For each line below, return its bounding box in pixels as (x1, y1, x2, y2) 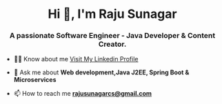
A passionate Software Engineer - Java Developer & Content (9, 31, 216, 41)
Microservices (13, 76, 57, 84)
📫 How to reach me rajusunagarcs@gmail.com (13, 90, 152, 98)
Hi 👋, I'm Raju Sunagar (48, 6, 177, 22)
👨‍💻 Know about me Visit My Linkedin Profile (13, 55, 139, 63)
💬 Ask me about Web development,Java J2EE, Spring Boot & (13, 68, 190, 76)
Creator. (98, 39, 127, 49)
